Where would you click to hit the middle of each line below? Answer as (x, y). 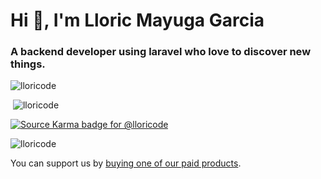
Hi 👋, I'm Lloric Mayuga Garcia (137, 20)
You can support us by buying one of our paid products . (126, 163)
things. (28, 64)
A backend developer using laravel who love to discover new (161, 52)
